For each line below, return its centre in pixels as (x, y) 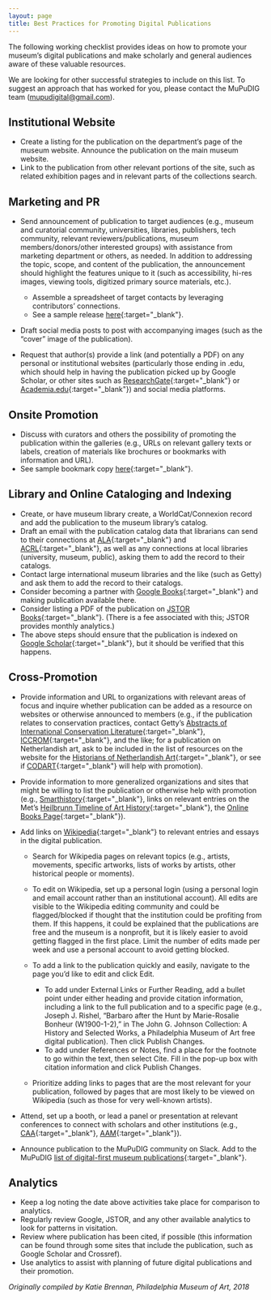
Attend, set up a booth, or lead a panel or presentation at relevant (129, 1116)
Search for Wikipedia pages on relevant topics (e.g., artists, (131, 856)
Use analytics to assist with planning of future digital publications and (136, 1263)
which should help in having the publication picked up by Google (128, 372)
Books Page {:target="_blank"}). (73, 816)
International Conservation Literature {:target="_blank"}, (112, 731)
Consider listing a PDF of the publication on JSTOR (105, 609)
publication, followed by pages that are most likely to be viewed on (143, 1091)
